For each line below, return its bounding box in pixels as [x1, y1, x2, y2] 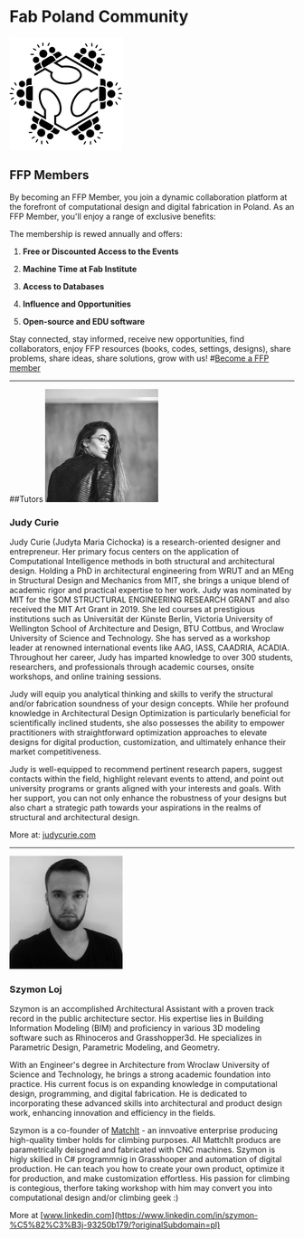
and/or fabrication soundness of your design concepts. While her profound [9, 698, 290, 709]
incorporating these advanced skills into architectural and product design [9, 1098, 282, 1109]
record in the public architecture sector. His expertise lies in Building [9, 1013, 264, 1024]
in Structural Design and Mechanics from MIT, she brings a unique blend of [9, 575, 290, 586]
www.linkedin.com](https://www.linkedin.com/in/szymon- [43, 1210, 259, 1221]
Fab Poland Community [9, 6, 189, 27]
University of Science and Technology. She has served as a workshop [9, 633, 271, 644]
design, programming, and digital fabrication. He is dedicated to [9, 1088, 247, 1100]
